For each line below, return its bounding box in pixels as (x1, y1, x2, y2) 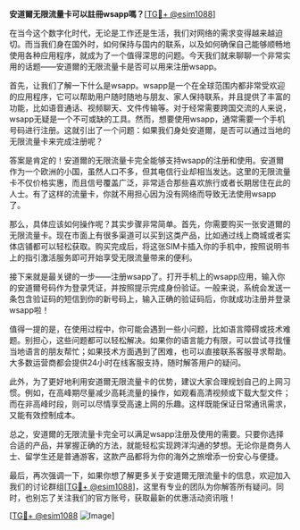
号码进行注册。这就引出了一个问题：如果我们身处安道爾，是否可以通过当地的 (9, 125, 291, 135)
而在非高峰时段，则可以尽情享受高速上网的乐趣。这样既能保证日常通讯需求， (9, 399, 291, 409)
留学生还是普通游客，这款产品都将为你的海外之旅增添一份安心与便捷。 (24, 451, 283, 461)
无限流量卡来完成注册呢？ (9, 136, 104, 147)
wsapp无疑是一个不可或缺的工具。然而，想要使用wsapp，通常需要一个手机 (9, 114, 286, 124)
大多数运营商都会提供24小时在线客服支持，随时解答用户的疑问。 (9, 358, 246, 367)
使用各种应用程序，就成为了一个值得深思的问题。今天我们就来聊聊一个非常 (9, 50, 283, 61)
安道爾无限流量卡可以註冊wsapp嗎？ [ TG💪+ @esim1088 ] (9, 9, 216, 19)
